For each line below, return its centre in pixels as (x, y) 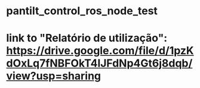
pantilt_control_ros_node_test (82, 11)
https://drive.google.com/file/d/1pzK (100, 51)
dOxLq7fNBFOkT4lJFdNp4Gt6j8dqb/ (99, 63)
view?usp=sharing (54, 76)
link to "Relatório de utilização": (87, 38)
